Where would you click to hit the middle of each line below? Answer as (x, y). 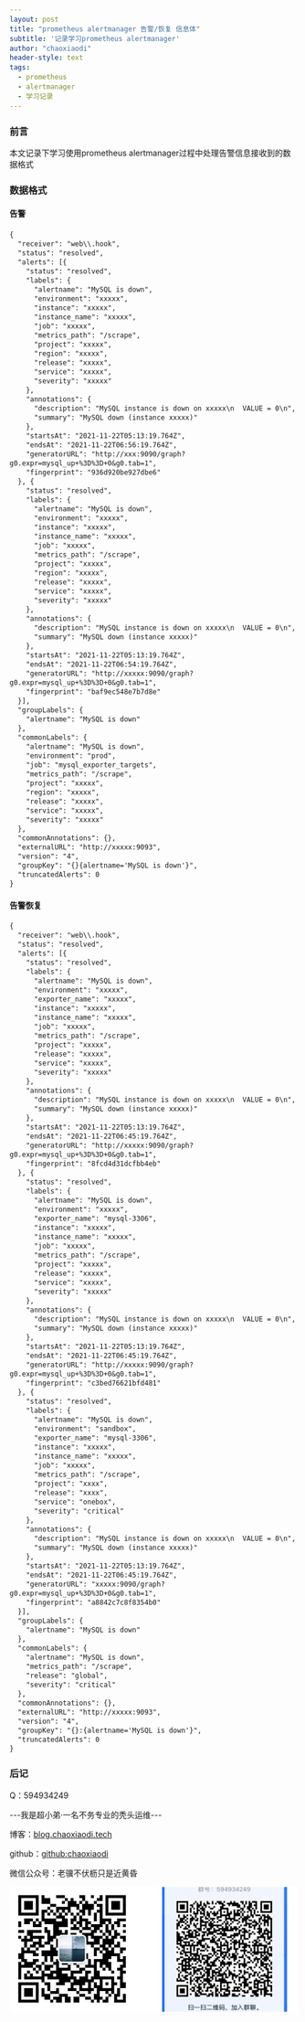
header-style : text (47, 58)
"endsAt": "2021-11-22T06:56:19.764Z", (102, 445)
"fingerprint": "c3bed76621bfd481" (94, 1383)
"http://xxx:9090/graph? (138, 454)
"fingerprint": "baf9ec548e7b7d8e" (94, 692)
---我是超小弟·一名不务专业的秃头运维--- (86, 1814)
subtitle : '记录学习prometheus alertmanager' (95, 38)
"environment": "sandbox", (85, 1429)
